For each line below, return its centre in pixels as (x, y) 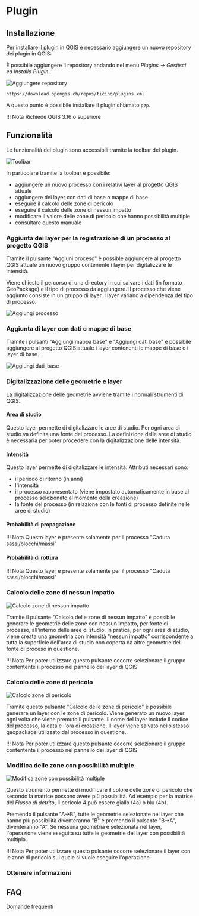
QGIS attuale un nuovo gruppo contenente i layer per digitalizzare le (89, 265)
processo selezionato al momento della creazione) (76, 498)
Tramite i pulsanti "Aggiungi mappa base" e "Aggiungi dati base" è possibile (99, 342)
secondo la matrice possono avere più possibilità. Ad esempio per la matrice (99, 796)
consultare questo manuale (48, 223)
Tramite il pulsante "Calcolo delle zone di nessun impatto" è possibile (91, 617)
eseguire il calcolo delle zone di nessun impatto (73, 209)
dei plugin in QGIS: (29, 54)
